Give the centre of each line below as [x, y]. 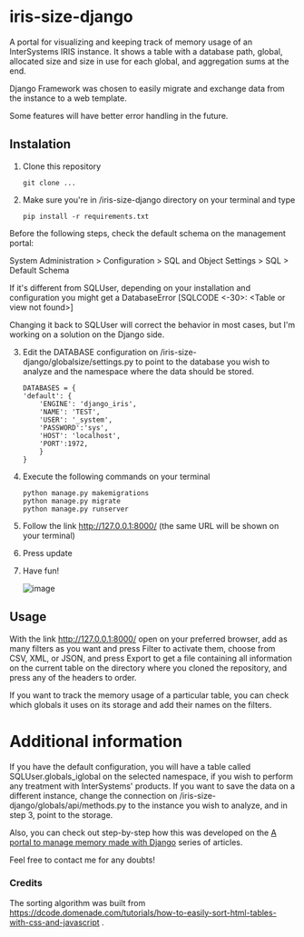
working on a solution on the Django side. [87, 334]
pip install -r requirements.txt [86, 216]
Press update [47, 553]
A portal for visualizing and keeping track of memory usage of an [131, 42]
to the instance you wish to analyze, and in [208, 805]
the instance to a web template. [68, 98]
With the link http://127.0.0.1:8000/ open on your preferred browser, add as [148, 639]
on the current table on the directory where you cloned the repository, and [148, 668]
